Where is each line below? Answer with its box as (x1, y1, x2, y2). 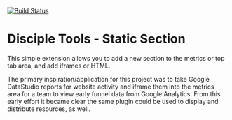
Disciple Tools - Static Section (7, 31, 186, 47)
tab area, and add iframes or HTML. (7, 61, 111, 70)
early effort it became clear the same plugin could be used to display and (7, 97, 219, 105)
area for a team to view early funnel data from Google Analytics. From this (7, 89, 221, 98)
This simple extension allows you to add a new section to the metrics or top (7, 54, 226, 62)
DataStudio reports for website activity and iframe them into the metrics (7, 82, 214, 91)
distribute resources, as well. (7, 105, 91, 113)
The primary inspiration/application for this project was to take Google (7, 75, 210, 83)
